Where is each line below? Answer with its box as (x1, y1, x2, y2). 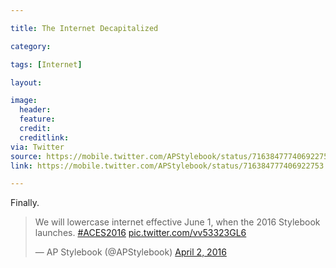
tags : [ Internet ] (10, 59, 83, 70)
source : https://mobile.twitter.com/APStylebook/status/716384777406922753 (10, 151, 333, 161)
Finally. (10, 197, 40, 209)
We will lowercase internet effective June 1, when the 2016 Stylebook (34, 216, 321, 228)
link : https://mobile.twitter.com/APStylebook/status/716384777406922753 (10, 161, 325, 171)
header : (19, 105, 52, 115)
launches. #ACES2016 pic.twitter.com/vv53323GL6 (34, 227, 247, 239)
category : (10, 41, 52, 51)
